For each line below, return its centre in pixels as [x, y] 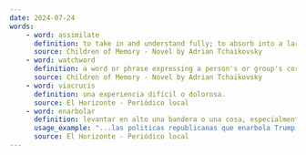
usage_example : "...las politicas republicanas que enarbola [152, 129]
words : [22, 26]
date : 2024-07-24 [42, 18]
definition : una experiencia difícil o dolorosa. [129, 94]
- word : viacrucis [61, 86]
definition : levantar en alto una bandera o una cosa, [140, 119]
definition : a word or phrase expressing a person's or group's [158, 69]
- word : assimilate [63, 35]
